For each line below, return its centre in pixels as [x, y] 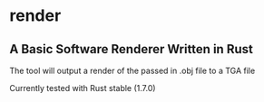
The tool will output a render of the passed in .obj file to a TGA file [132, 70]
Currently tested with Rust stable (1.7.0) [83, 88]
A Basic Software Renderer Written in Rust [132, 49]
